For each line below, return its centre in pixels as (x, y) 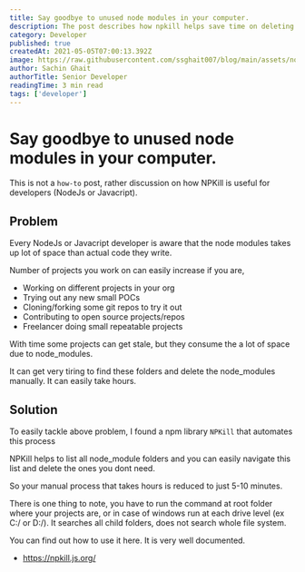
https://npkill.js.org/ (59, 558)
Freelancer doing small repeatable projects (103, 327)
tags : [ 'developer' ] (49, 94)
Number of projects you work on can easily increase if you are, (127, 271)
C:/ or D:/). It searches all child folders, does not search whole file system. (148, 523)
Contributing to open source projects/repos (103, 317)
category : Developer (49, 35)
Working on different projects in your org (98, 288)
